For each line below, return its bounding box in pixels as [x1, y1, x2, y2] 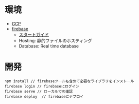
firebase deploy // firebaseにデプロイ [4, 94, 84, 99]
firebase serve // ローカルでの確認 [4, 89, 73, 94]
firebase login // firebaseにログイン [4, 84, 80, 89]
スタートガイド [18, 31, 49, 37]
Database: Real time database [18, 43, 79, 49]
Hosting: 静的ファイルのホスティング [18, 37, 92, 44]
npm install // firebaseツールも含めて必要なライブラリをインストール [4, 78, 135, 84]
